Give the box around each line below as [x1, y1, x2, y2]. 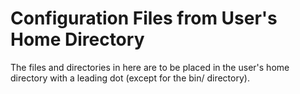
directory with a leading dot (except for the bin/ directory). [10, 72, 250, 84]
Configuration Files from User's [10, 7, 278, 30]
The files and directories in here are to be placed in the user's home [10, 61, 290, 73]
